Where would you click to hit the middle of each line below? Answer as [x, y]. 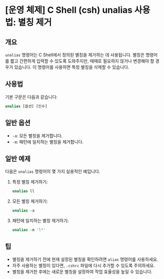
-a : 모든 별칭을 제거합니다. [37, 135]
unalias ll [23, 191]
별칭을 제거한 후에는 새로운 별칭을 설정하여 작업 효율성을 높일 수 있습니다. [82, 272]
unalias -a [23, 211]
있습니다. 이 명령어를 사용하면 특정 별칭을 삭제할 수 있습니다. [72, 67]
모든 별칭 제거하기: [30, 201]
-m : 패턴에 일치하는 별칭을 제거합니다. [48, 142]
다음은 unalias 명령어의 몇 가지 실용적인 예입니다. [53, 171]
